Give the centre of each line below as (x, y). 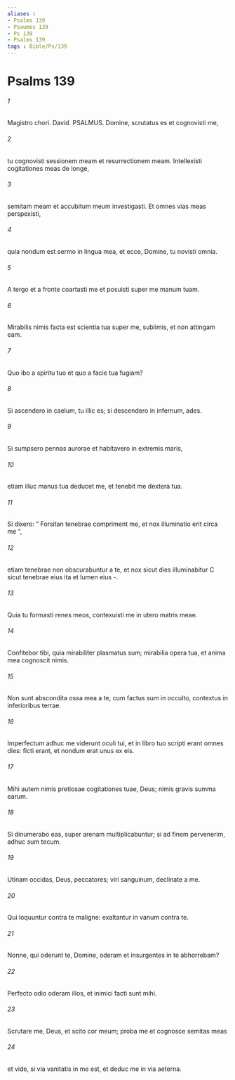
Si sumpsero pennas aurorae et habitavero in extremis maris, (95, 449)
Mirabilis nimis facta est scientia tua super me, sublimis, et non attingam (111, 327)
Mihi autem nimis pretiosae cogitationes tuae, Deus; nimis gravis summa (112, 789)
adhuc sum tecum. (34, 842)
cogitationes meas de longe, (48, 168)
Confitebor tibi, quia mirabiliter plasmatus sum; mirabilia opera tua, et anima (116, 653)
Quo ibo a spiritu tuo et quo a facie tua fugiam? (75, 373)
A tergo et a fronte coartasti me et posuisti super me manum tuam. (103, 290)
